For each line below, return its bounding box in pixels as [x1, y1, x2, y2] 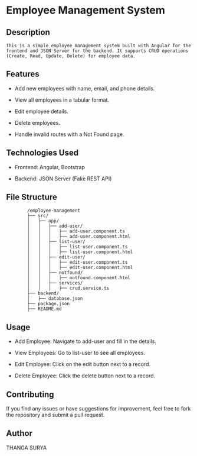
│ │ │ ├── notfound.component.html [27, 275, 131, 281]
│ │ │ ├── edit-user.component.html [27, 264, 133, 271]
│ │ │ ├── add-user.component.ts [27, 228, 126, 234]
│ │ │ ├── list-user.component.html [27, 249, 133, 255]
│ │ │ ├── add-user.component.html [27, 234, 131, 240]
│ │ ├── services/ [27, 280, 83, 286]
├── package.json [27, 301, 70, 307]
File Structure [6, 192, 57, 202]
